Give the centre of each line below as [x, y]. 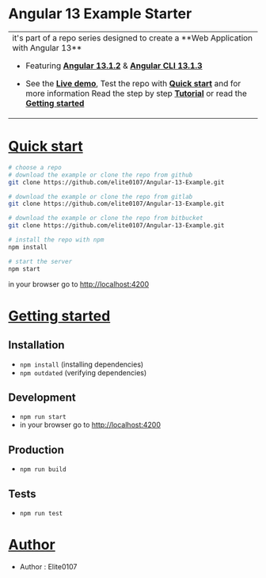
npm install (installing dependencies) [82, 364]
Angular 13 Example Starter [100, 14]
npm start [25, 269]
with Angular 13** [47, 48]
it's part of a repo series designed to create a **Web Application [133, 38]
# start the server [40, 261]
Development [42, 397]
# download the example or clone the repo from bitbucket [106, 219]
